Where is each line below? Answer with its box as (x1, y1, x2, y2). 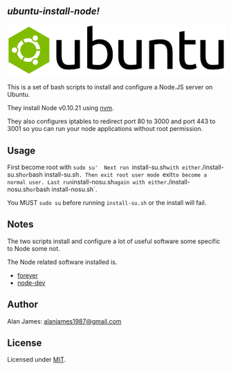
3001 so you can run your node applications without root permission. (7, 125, 203, 133)
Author (7, 299, 38, 310)
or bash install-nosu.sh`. (30, 185, 98, 193)
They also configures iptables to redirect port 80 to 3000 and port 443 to (7, 117, 216, 125)
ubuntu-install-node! (7, 6, 100, 17)
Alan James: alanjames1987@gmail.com (7, 317, 122, 325)
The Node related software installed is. (7, 258, 118, 266)
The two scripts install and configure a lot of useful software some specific (7, 237, 221, 245)
